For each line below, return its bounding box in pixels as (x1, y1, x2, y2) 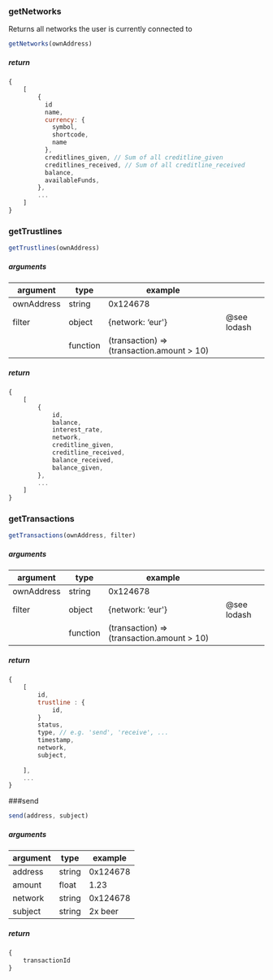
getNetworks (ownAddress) (8, 40, 93, 48)
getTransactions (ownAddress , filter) (8, 531, 136, 540)
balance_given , (51, 463, 104, 472)
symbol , (51, 124, 79, 132)
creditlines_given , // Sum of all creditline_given (44, 153, 223, 162)
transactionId (23, 956, 71, 965)
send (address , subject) (8, 812, 89, 820)
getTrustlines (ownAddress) (8, 244, 100, 253)
